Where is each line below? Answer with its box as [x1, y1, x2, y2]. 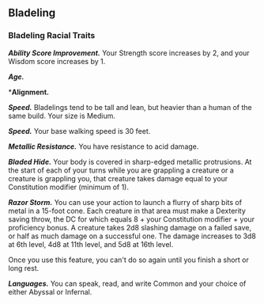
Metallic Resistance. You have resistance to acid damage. [8, 142, 199, 151]
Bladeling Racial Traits [8, 30, 96, 41]
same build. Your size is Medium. [8, 111, 116, 120]
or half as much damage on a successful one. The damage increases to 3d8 [8, 231, 257, 241]
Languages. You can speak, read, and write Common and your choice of [8, 279, 247, 288]
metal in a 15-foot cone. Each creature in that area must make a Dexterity [8, 206, 247, 215]
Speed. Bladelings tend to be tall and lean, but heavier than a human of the [8, 102, 252, 112]
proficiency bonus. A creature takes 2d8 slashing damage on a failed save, [8, 222, 251, 232]
